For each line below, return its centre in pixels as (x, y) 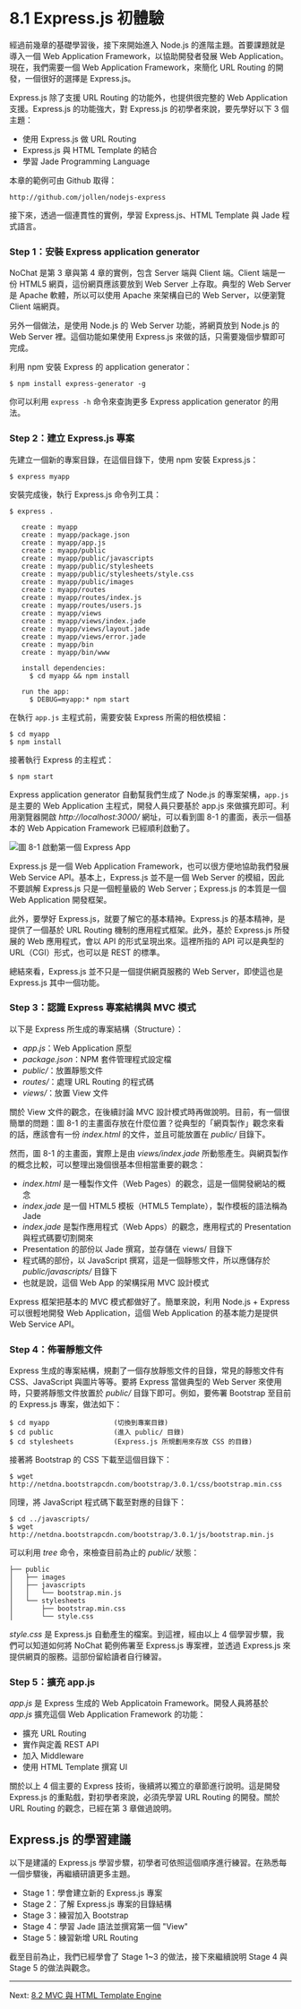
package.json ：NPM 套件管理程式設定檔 (97, 1059)
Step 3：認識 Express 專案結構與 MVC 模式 (103, 1008)
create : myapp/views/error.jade (83, 637)
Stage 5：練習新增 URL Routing (80, 1938)
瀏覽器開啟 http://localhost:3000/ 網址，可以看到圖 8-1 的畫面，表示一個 (150, 817)
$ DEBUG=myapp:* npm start (79, 700)
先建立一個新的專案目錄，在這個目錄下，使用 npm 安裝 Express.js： (134, 459)
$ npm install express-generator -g (77, 384)
